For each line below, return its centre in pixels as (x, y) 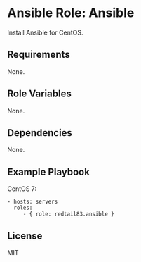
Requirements (39, 55)
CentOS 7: (22, 189)
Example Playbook (48, 171)
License (25, 236)
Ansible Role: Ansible (71, 13)
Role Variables (39, 94)
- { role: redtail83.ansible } (68, 214)
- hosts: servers (33, 202)
